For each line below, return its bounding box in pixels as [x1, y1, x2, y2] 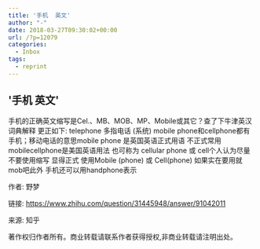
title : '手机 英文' [8, 11, 71, 20]
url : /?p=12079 [8, 33, 58, 42]
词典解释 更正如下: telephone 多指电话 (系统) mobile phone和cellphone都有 [8, 126, 251, 135]
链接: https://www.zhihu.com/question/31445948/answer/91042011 [8, 198, 226, 208]
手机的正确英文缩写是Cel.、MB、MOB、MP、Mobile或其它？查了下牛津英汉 [8, 115, 253, 126]
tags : [8, 56, 26, 64]
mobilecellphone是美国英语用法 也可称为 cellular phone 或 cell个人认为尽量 [8, 145, 251, 155]
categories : [8, 41, 47, 49]
